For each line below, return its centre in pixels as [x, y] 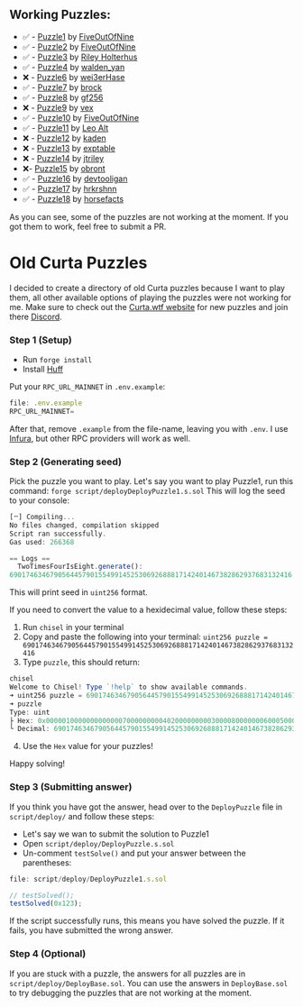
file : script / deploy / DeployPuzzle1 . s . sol [88, 879]
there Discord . [36, 316]
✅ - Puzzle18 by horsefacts [73, 198]
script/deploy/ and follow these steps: [82, 816]
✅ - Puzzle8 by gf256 [63, 97]
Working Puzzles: [60, 15]
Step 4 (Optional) [48, 954]
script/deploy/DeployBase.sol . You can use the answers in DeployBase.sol [149, 983]
